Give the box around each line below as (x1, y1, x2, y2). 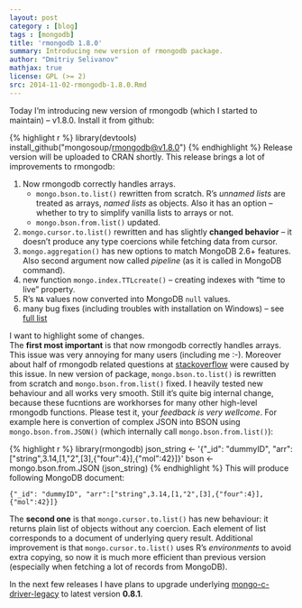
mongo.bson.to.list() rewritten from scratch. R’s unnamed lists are (35, 188, 286, 198)
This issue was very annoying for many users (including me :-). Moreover (9, 349, 282, 360)
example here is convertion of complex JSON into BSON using (9, 416, 241, 427)
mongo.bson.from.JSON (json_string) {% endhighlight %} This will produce (9, 462, 289, 474)
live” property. (22, 283, 76, 294)
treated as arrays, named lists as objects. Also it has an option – (35, 198, 273, 208)
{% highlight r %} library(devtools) (9, 132, 137, 143)
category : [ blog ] (9, 22, 78, 31)
